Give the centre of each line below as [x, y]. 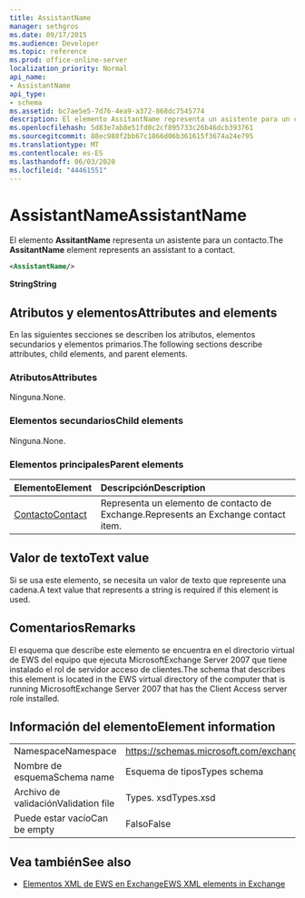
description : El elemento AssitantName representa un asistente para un [150, 119]
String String [33, 284]
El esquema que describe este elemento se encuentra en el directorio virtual [152, 650]
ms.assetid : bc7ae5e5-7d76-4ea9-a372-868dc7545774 [107, 111]
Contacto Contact [51, 514]
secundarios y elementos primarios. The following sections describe [136, 344]
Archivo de [37, 792]
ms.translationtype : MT [54, 145]
